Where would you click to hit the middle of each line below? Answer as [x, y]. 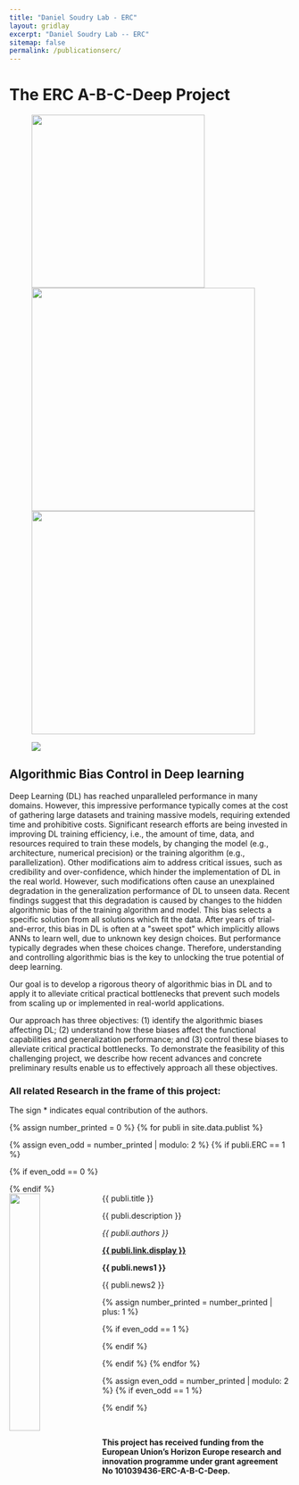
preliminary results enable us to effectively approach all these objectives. [144, 1067]
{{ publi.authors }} [136, 1233]
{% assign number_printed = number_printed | [187, 1302]
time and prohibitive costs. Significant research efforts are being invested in [149, 824]
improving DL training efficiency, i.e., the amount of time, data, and [132, 834]
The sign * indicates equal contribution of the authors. [108, 1110]
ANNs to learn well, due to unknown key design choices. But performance [145, 938]
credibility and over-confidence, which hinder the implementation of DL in [145, 872]
